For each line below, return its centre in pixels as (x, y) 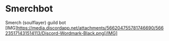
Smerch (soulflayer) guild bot (36, 22)
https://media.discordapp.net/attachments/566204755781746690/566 (90, 27)
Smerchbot (29, 9)
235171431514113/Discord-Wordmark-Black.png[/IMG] (61, 33)
